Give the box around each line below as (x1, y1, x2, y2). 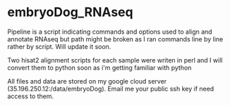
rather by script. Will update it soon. (7, 42, 111, 51)
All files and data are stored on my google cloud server (7, 77, 167, 85)
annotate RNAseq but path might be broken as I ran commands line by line (7, 34, 224, 43)
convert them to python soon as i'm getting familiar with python (7, 63, 192, 72)
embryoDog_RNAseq (7, 4, 133, 20)
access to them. (7, 92, 54, 100)
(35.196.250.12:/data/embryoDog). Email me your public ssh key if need (7, 84, 214, 93)
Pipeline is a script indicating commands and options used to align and (7, 27, 213, 36)
